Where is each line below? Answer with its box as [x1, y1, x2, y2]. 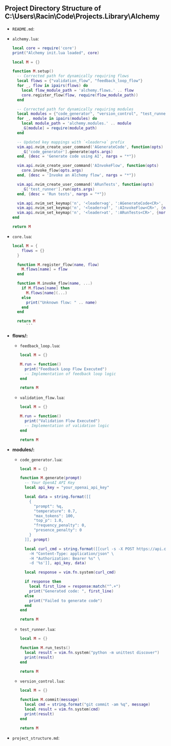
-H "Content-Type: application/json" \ [29, 551, 114, 556]
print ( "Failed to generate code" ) [29, 598, 103, 603]
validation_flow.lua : [19, 394, 65, 401]
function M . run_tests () [19, 645, 71, 651]
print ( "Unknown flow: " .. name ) [26, 300, 97, 305]
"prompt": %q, [33, 504, 64, 509]
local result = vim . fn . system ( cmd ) [24, 707, 101, 712]
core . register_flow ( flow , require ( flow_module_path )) [21, 92, 138, 98]
